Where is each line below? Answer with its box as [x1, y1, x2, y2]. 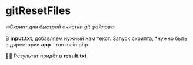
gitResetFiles [5, 4, 71, 17]
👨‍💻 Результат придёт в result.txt [5, 52, 87, 59]
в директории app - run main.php [5, 41, 88, 48]
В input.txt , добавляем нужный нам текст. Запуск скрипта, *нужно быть [5, 35, 188, 42]
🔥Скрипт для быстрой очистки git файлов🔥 [5, 23, 115, 30]
